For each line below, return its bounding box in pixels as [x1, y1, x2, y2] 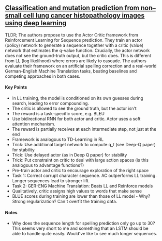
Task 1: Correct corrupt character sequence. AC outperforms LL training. [12, 172, 157, 179]
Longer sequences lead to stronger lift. [12, 178, 90, 184]
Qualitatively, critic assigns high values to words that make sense [12, 188, 142, 194]
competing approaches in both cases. [5, 73, 81, 79]
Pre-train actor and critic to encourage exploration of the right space [12, 168, 149, 173]
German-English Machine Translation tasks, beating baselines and [5, 68, 137, 74]
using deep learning [5, 19, 67, 27]
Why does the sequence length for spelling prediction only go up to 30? [12, 221, 155, 226]
